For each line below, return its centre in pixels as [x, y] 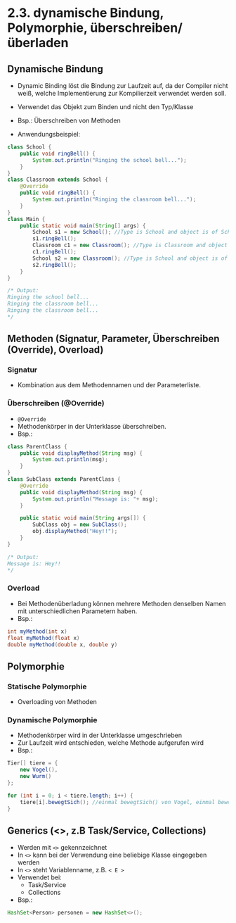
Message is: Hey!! [34, 564]
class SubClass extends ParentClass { [64, 479]
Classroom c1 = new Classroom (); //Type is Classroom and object [130, 245]
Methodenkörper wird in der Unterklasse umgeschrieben [100, 735]
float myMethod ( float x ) [44, 638]
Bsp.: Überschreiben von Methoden [69, 120]
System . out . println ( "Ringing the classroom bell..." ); [114, 199]
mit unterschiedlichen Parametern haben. [77, 611]
